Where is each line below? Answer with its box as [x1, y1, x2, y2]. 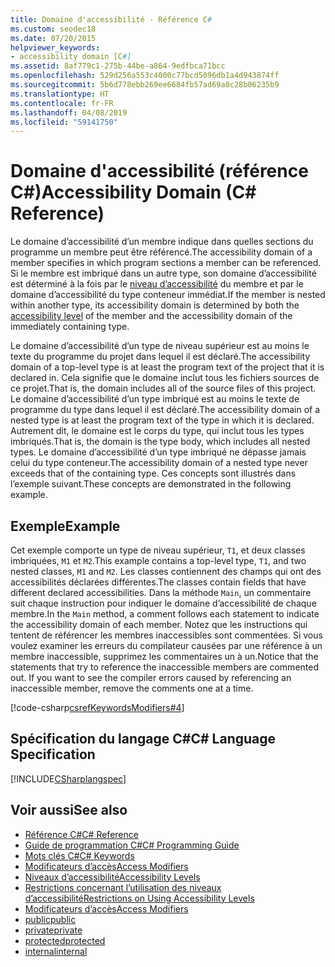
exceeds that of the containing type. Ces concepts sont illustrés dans [10, 467, 297, 480]
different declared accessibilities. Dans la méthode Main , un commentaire [10, 587, 312, 598]
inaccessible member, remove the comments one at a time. [10, 682, 254, 694]
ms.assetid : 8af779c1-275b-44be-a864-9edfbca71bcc [10, 61, 226, 71]
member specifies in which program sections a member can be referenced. [10, 257, 322, 269]
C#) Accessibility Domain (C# [10, 181, 257, 204]
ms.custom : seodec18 [10, 24, 97, 34]
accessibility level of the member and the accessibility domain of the [10, 310, 293, 322]
